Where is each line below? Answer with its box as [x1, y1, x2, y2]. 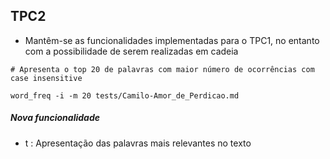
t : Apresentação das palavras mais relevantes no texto [24, 137, 252, 149]
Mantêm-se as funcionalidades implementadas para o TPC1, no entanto [24, 34, 320, 46]
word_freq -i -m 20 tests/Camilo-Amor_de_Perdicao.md [10, 90, 240, 101]
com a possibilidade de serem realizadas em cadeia [24, 45, 239, 57]
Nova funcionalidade [10, 112, 100, 124]
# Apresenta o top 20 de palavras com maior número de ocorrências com [10, 64, 315, 74]
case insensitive [10, 73, 83, 83]
